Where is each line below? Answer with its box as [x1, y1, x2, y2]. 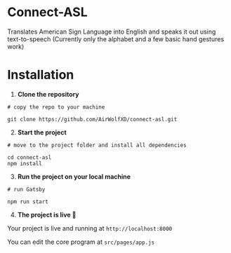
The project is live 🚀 [17, 210, 77, 219]
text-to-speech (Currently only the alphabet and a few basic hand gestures [7, 34, 225, 43]
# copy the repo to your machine [7, 103, 105, 111]
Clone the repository [17, 90, 79, 98]
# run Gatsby [7, 186, 46, 193]
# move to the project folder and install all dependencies [7, 142, 187, 149]
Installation [7, 67, 74, 83]
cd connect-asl [7, 153, 52, 161]
